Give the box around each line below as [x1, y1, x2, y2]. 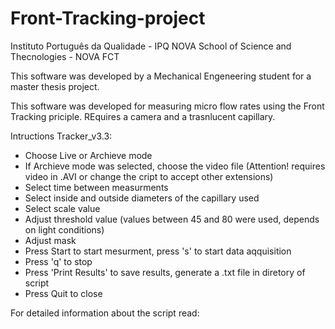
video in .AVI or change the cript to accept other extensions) [24, 170, 274, 182]
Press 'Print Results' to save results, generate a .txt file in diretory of [24, 266, 306, 278]
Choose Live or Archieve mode [24, 149, 153, 161]
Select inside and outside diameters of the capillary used [24, 192, 260, 204]
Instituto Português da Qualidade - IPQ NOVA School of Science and [10, 40, 292, 52]
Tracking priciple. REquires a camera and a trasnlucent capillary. [10, 110, 276, 122]
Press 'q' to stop [24, 255, 93, 267]
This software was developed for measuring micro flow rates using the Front [10, 100, 325, 112]
